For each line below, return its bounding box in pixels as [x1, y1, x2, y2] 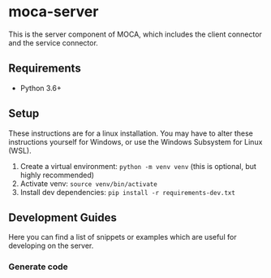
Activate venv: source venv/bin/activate [19, 178, 158, 189]
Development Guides [8, 211, 118, 224]
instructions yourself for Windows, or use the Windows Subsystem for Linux [8, 137, 263, 146]
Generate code [8, 261, 69, 272]
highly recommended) [19, 170, 95, 180]
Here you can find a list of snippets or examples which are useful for [8, 232, 237, 242]
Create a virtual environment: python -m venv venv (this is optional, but [19, 161, 257, 171]
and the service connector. [8, 37, 99, 47]
